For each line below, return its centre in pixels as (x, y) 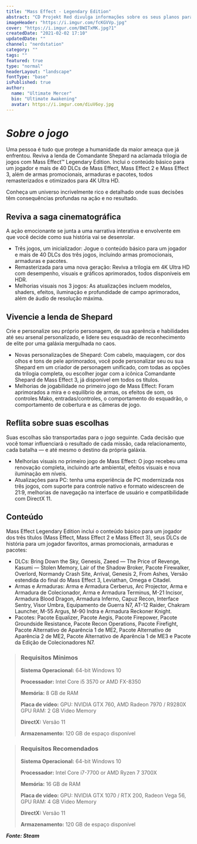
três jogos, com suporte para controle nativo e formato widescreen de (99, 486)
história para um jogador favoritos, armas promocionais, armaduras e (90, 543)
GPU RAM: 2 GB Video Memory (58, 710)
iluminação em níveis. (41, 474)
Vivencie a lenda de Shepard (60, 317)
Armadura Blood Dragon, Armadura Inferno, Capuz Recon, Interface (96, 599)
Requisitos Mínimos (49, 657)
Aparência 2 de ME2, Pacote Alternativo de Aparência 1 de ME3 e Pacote (103, 636)
